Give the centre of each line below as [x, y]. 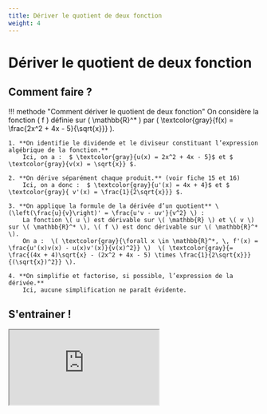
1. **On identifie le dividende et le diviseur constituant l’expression [133, 143]
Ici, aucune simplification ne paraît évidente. [105, 290]
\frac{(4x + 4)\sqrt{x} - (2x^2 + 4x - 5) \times [92, 255]
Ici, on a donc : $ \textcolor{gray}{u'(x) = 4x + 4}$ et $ [126, 185]
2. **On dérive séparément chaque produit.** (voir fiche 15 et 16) [124, 178]
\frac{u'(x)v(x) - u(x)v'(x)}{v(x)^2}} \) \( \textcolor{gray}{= [121, 248]
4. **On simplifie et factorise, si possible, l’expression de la [121, 276]
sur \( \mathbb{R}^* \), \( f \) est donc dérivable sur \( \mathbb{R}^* [133, 227]
